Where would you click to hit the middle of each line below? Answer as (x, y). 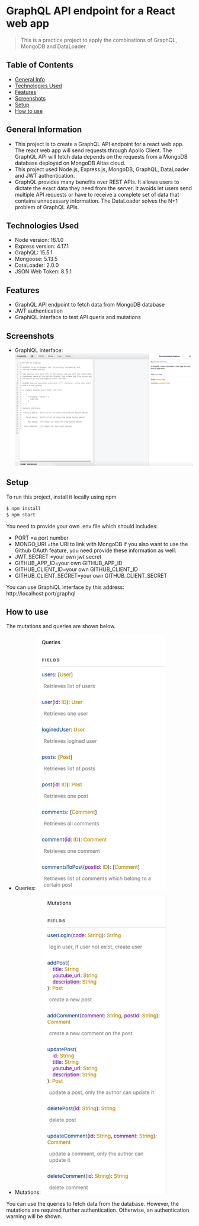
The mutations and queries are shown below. (61, 626)
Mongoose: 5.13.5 (36, 259)
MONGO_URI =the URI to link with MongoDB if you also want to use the (101, 544)
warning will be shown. (34, 1216)
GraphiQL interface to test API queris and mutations (78, 317)
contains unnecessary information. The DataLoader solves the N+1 (96, 201)
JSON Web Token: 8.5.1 (43, 272)
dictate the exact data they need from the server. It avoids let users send (103, 188)
